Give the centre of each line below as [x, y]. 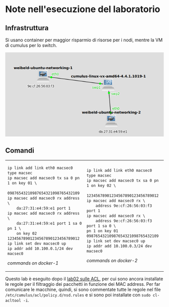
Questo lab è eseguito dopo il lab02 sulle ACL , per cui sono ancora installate [84, 279]
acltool [13, 300]
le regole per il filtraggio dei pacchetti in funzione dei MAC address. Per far [83, 284]
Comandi [20, 150]
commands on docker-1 [33, 263]
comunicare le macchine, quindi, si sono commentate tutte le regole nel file [83, 289]
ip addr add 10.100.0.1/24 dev [40, 249]
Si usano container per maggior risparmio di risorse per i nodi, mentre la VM [84, 40]
